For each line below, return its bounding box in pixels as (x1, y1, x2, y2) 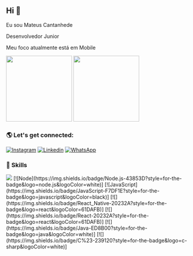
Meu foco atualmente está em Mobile (6, 44, 96, 51)
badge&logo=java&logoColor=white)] (6, 231, 96, 238)
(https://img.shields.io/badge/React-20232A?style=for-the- (6, 212, 149, 219)
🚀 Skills (6, 161, 27, 169)
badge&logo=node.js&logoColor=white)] (6, 181, 104, 188)
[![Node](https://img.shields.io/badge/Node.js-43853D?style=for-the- (13, 175, 182, 182)
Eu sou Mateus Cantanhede (6, 21, 73, 28)
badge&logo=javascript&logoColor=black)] (6, 193, 109, 200)
